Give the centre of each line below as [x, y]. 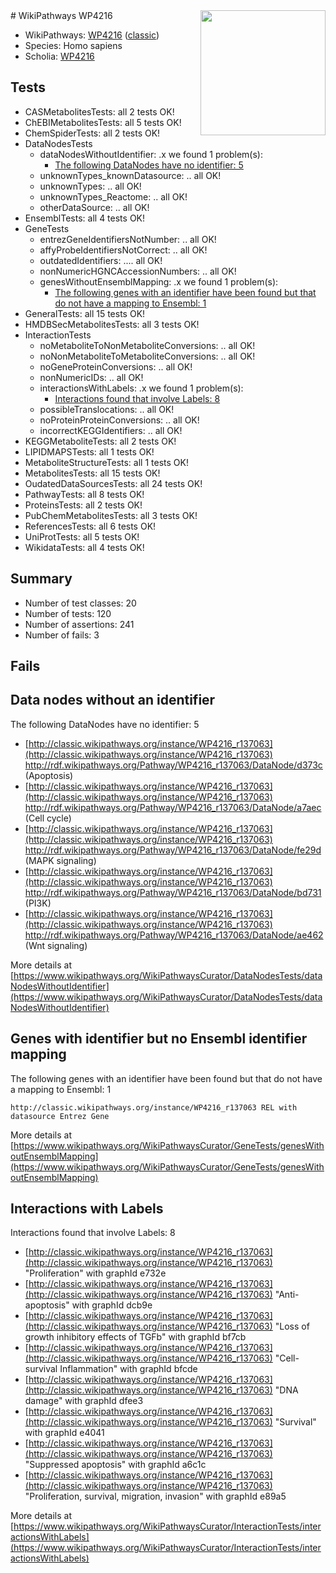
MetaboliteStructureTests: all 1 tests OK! [106, 462]
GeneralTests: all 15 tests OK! [85, 313]
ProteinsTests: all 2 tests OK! [83, 505]
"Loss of [292, 1326]
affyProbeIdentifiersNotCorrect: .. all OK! [123, 250]
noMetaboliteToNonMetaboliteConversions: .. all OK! [147, 345]
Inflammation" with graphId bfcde [128, 1369]
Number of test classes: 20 [80, 603]
